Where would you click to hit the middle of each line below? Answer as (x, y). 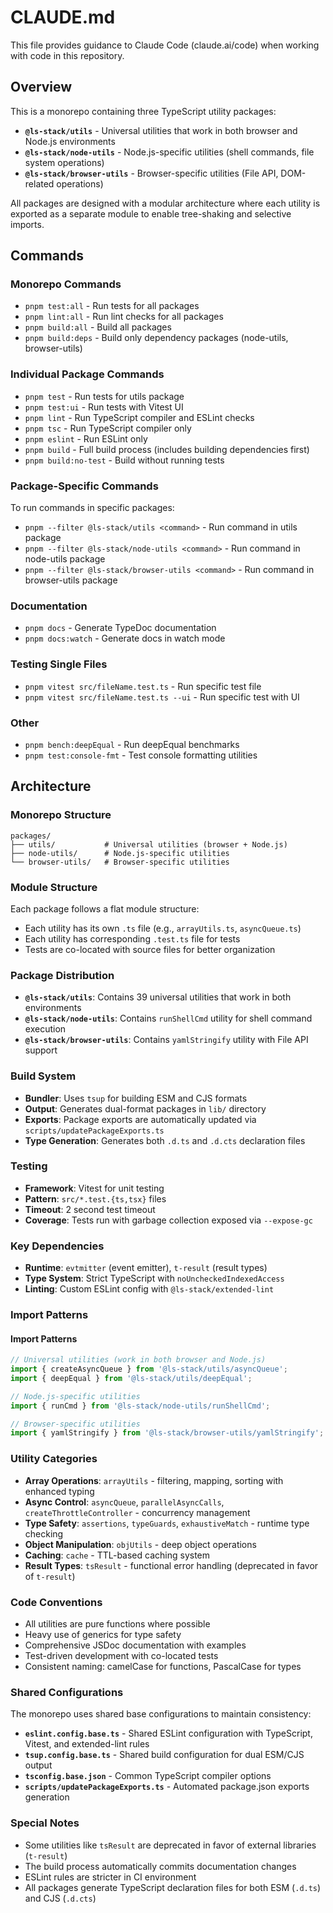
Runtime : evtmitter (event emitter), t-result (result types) (146, 1268)
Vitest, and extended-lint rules (87, 1744)
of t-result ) (50, 1576)
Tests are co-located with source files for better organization (150, 949)
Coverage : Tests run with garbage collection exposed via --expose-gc (168, 1220)
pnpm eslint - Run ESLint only (86, 438)
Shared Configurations (67, 1692)
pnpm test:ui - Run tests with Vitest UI (104, 407)
